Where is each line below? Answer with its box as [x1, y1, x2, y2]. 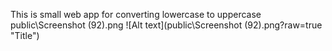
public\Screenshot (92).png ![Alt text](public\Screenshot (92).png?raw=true [10, 19, 323, 31]
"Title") [10, 30, 40, 41]
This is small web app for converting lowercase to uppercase [10, 9, 262, 20]
